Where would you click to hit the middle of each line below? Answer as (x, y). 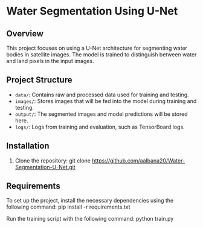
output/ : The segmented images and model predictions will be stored (101, 114)
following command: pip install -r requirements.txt (69, 207)
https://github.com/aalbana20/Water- (138, 160)
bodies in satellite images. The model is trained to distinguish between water (101, 55)
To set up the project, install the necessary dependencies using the (90, 201)
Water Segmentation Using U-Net (92, 11)
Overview (25, 34)
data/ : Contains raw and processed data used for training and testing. (102, 95)
